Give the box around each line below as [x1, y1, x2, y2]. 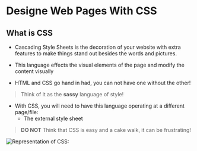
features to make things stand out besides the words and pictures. [14, 50, 177, 57]
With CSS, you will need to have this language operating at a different [14, 102, 185, 109]
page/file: [14, 109, 39, 115]
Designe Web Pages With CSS [6, 4, 157, 18]
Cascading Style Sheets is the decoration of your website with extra [14, 43, 181, 51]
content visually [14, 68, 54, 75]
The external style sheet [23, 115, 83, 122]
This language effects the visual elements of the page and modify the [14, 61, 185, 68]
